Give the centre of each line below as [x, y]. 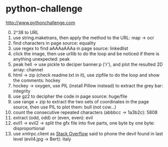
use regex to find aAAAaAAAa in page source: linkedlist [71, 48]
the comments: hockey [37, 80]
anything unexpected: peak [41, 59]
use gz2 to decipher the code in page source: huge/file [70, 96]
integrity [22, 91]
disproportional [29, 128]
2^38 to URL [26, 32]
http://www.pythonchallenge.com [40, 23]
